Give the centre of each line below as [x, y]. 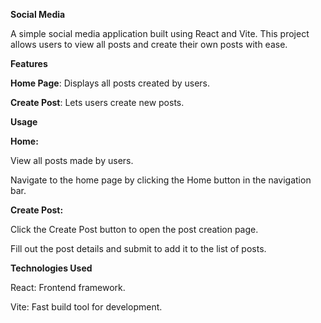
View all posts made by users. [72, 160]
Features [29, 63]
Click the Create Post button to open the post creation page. [134, 229]
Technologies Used [51, 268]
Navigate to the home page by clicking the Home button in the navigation [161, 180]
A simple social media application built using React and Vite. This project [160, 33]
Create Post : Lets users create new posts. [97, 102]
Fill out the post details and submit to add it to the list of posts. [138, 248]
